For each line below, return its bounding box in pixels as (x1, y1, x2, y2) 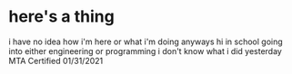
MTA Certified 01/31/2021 (8, 55, 104, 66)
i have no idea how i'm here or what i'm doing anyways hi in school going (8, 36, 283, 47)
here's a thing (8, 6, 115, 27)
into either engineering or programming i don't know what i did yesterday (8, 45, 283, 56)
